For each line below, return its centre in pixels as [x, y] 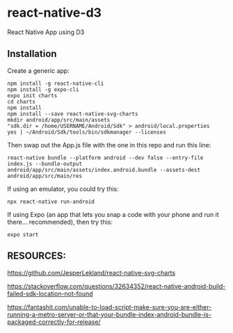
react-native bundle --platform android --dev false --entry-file [105, 158]
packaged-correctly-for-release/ [54, 322]
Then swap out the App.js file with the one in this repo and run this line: [109, 145]
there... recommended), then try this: [60, 222]
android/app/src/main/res [45, 176]
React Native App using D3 [46, 32]
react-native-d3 [55, 13]
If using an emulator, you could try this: [63, 188]
